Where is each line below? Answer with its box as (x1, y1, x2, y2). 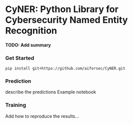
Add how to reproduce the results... (5, 113, 79, 119)
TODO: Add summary (5, 42, 52, 48)
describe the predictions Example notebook (5, 89, 96, 95)
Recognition (5, 25, 57, 36)
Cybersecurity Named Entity (5, 14, 128, 26)
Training (5, 102, 26, 109)
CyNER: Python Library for (5, 4, 119, 15)
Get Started (5, 54, 34, 61)
